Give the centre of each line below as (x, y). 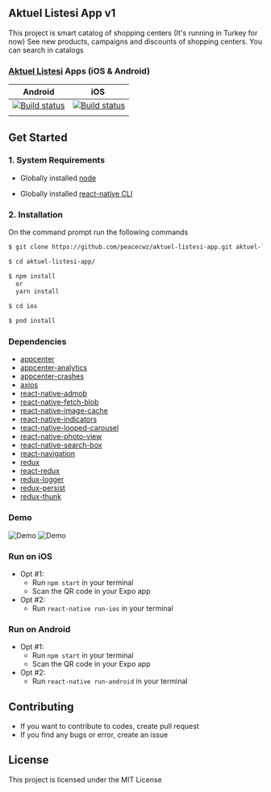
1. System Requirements (57, 160)
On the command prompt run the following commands (98, 232)
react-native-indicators (58, 419)
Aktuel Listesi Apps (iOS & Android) (79, 70)
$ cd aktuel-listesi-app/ (52, 261)
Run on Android (40, 629)
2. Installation (35, 214)
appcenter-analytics (53, 368)
